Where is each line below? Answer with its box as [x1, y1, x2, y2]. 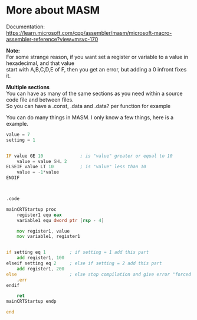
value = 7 [6, 131, 31, 138]
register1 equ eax [17, 212, 62, 218]
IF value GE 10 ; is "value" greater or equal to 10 [6, 153, 173, 159]
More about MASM [6, 4, 100, 17]
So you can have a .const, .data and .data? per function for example [6, 102, 171, 109]
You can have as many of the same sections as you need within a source [6, 90, 183, 97]
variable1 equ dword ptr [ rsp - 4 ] [17, 217, 104, 223]
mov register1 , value [17, 228, 70, 234]
